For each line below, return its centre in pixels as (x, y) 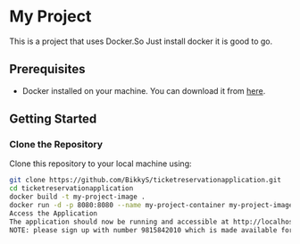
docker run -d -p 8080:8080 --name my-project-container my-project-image (151, 206)
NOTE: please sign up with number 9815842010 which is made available (143, 230)
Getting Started (53, 119)
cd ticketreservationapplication (71, 189)
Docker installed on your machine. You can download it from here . (144, 90)
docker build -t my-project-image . (77, 197)
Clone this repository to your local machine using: (100, 164)
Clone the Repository (56, 145)
